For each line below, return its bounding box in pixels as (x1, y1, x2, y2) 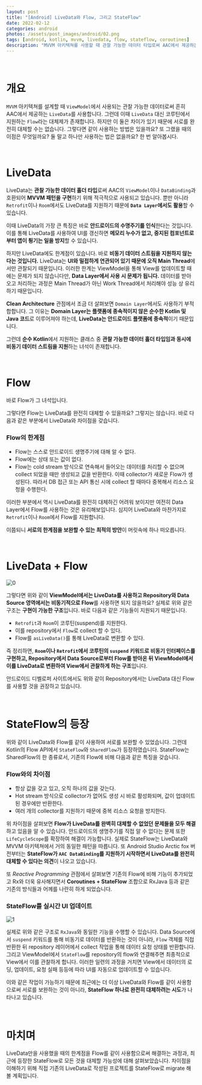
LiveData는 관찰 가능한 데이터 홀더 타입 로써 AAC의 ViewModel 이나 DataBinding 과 (6, 186, 196, 194)
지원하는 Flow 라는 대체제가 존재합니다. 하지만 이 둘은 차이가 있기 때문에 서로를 (6, 118, 189, 125)
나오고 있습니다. (60, 858, 97, 865)
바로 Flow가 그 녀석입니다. (6, 396, 68, 403)
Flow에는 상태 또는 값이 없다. (14, 455, 83, 463)
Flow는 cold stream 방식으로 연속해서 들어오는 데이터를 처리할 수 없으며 (14, 463, 185, 470)
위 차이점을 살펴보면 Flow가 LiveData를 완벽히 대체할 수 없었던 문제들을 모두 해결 (6, 820, 196, 827)
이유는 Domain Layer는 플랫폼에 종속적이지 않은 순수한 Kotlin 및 (35, 307, 186, 314)
